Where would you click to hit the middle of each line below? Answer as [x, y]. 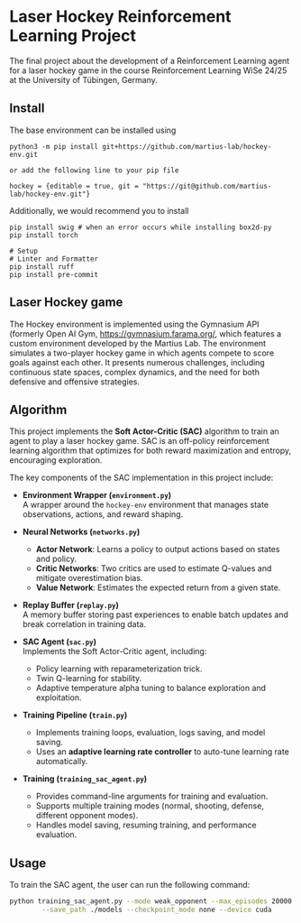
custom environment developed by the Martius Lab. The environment [138, 343]
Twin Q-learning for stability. [89, 678]
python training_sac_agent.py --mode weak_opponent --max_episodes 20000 [151, 901]
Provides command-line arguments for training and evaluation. [152, 797]
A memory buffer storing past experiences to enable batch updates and [155, 614]
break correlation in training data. [84, 624]
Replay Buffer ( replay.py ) [71, 605]
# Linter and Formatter [54, 259]
